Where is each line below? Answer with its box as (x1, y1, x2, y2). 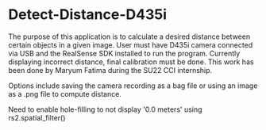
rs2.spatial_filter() (8, 113, 66, 122)
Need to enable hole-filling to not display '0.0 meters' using (8, 105, 202, 114)
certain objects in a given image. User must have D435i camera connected (8, 40, 253, 49)
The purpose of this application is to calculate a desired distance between (8, 32, 251, 41)
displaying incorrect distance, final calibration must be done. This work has (8, 57, 254, 67)
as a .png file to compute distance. (8, 89, 121, 98)
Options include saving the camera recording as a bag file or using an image (8, 81, 258, 90)
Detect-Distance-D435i (8, 6, 167, 24)
